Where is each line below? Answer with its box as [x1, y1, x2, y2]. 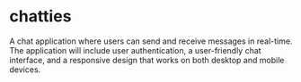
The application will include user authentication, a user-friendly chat [9, 45, 262, 55]
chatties [9, 6, 72, 27]
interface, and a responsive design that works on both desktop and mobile [9, 54, 285, 65]
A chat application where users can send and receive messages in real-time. [9, 36, 293, 46]
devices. [9, 64, 41, 75]
